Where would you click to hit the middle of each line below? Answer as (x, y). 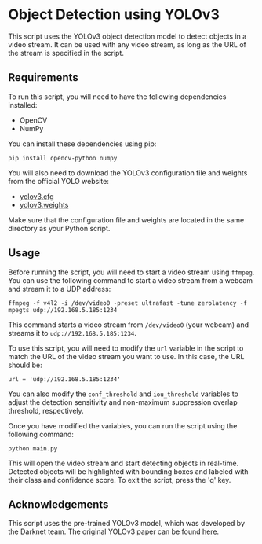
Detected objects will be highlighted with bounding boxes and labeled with (128, 471)
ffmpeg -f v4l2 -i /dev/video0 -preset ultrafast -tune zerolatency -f (127, 303)
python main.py (33, 448)
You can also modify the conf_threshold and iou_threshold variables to (124, 394)
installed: (23, 105)
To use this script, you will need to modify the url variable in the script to (126, 348)
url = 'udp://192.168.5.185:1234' (65, 379)
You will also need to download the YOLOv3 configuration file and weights (128, 173)
